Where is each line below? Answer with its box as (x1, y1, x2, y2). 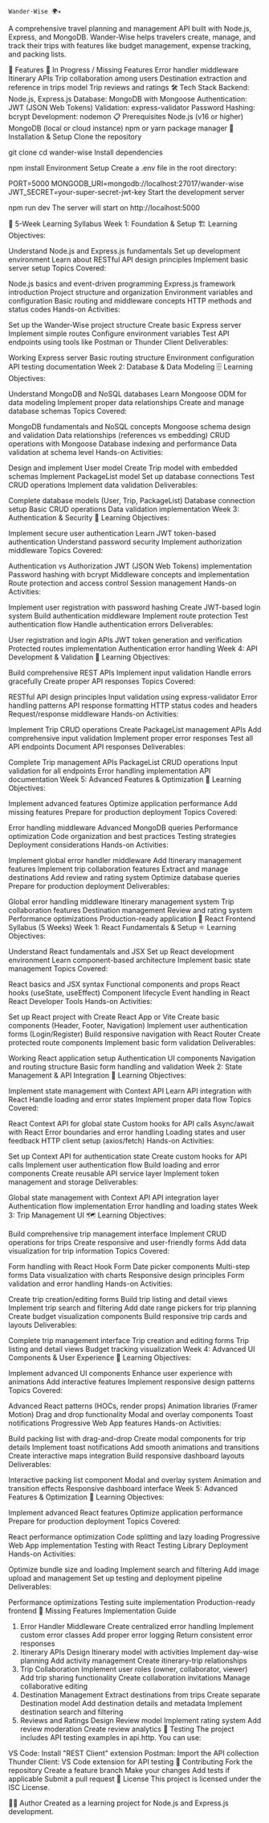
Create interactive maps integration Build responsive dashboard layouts (8, 1451, 245, 1461)
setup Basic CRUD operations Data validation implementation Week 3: (8, 504, 239, 514)
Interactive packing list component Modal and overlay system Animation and (8, 1475, 262, 1485)
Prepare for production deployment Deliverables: (8, 882, 170, 891)
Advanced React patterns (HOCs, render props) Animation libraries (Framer (8, 1401, 259, 1411)
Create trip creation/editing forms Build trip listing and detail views (8, 1295, 228, 1304)
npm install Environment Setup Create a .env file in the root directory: (8, 163, 237, 172)
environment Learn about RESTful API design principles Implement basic (8, 254, 249, 264)
